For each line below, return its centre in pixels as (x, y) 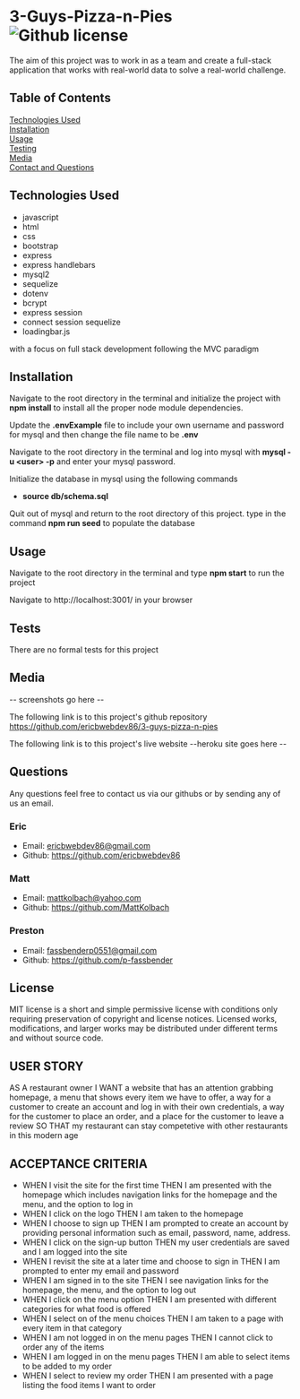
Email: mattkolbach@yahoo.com (81, 898)
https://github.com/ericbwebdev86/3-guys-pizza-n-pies (114, 726)
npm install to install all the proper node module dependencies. (126, 408)
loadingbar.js (46, 331)
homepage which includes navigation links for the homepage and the (150, 1195)
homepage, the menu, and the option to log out (109, 1290)
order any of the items (63, 1347)
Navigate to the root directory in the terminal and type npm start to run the (147, 573)
